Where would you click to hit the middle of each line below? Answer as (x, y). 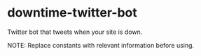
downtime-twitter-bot (72, 13)
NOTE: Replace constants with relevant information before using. (101, 45)
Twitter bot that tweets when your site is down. (75, 32)
